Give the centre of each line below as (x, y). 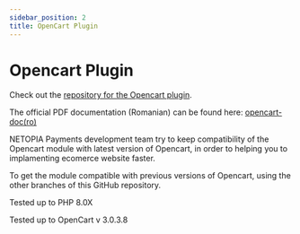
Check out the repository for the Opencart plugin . (101, 95)
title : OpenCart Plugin (54, 26)
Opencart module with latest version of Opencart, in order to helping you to (149, 149)
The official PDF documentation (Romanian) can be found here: (126, 112)
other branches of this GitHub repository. (85, 186)
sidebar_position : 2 (48, 17)
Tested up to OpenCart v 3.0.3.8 (69, 220)
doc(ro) (23, 122)
